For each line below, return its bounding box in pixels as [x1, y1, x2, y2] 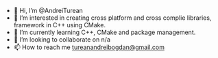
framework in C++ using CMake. [13, 21, 106, 29]
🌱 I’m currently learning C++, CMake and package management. [13, 28, 196, 36]
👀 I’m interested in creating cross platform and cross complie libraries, [13, 14, 212, 22]
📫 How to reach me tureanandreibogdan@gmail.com [13, 43, 165, 51]
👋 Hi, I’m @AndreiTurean [13, 7, 84, 14]
